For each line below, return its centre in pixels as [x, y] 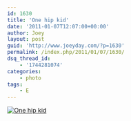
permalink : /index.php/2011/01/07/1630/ [66, 53]
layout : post [26, 39]
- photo [30, 78]
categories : [24, 71]
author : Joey [26, 33]
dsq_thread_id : [29, 59]
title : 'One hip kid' [38, 20]
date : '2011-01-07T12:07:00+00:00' [58, 26]
